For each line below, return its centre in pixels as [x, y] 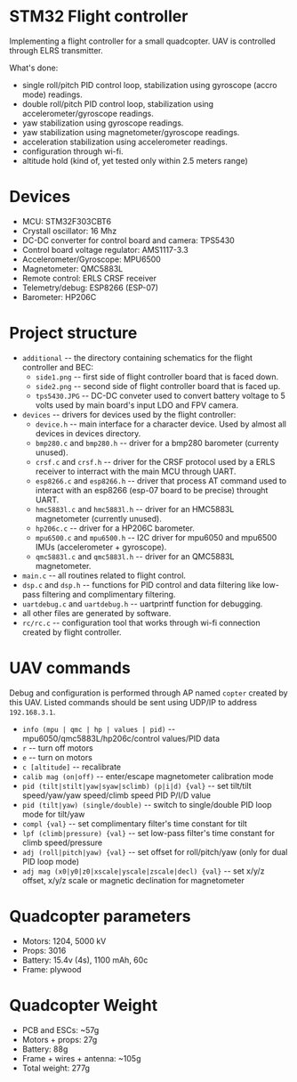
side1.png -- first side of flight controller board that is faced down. [157, 377]
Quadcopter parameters [100, 916]
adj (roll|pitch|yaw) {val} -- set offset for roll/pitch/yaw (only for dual [155, 851]
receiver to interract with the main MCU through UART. [136, 471]
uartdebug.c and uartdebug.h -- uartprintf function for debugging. [142, 604]
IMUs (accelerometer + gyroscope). [101, 547]
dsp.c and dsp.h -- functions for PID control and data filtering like [141, 584]
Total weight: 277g [56, 1068]
